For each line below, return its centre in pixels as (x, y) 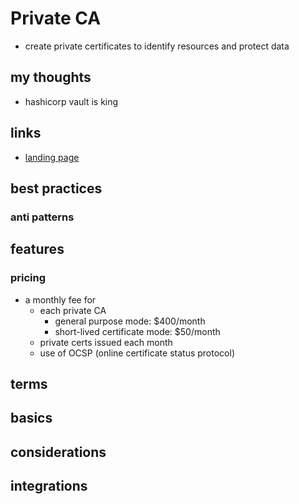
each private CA (73, 310)
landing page (52, 157)
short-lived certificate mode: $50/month (137, 331)
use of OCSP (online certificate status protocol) (137, 353)
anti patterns (42, 217)
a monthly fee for (60, 299)
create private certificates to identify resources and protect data (157, 46)
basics (31, 418)
